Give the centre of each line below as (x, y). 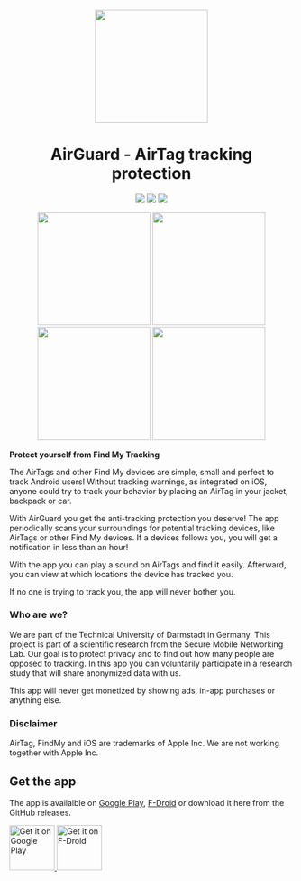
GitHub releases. (41, 812)
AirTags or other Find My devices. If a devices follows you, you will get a (143, 537)
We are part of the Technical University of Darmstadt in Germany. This (140, 634)
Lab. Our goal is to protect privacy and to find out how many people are (142, 653)
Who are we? (39, 614)
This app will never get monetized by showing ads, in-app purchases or (142, 690)
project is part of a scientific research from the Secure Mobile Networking (146, 644)
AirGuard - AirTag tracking (151, 154)
